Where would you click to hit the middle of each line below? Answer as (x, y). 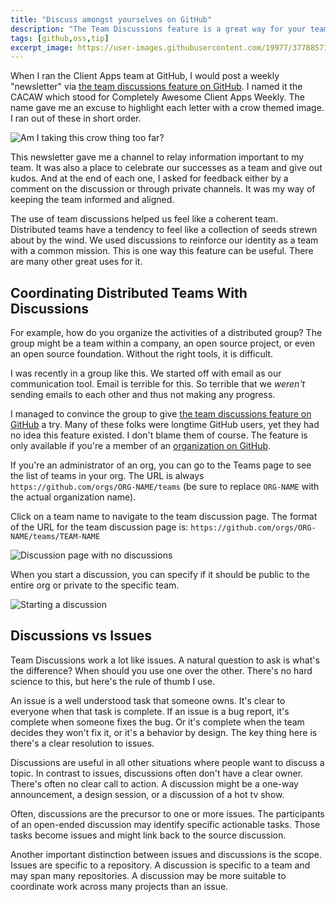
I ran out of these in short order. (76, 118)
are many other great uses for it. (76, 262)
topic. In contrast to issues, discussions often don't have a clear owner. (157, 773)
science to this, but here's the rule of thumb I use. (113, 681)
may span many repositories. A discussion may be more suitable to (148, 875)
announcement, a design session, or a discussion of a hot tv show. (147, 794)
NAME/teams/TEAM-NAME (55, 537)
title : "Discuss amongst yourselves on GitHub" (111, 19)
